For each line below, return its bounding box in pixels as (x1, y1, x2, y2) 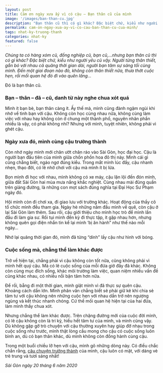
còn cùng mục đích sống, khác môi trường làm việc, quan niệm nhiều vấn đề (5, 268, 159, 274)
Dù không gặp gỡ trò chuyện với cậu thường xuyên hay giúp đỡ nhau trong (5, 323, 155, 329)
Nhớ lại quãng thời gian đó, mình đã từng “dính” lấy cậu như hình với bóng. (5, 234, 154, 240)
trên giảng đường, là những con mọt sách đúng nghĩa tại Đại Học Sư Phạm (5, 184, 154, 190)
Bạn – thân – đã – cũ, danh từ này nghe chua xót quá (5, 94, 129, 101)
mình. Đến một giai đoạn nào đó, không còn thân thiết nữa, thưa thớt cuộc (5, 68, 154, 73)
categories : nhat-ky (5, 35, 47, 39)
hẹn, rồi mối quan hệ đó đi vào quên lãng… (5, 72, 91, 78)
